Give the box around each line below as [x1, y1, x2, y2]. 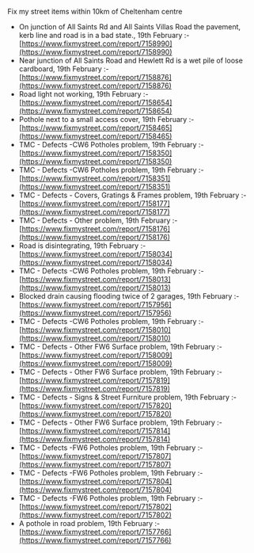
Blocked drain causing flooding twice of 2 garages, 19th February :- [18, 292, 240, 300]
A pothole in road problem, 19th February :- [18, 519, 161, 528]
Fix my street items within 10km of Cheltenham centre [7, 7, 183, 16]
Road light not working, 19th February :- [18, 90, 149, 98]
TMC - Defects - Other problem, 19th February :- [18, 215, 178, 225]
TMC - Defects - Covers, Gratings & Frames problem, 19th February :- [18, 190, 247, 200]
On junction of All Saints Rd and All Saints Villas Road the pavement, [18, 22, 241, 31]
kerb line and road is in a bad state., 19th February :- [18, 31, 190, 40]
